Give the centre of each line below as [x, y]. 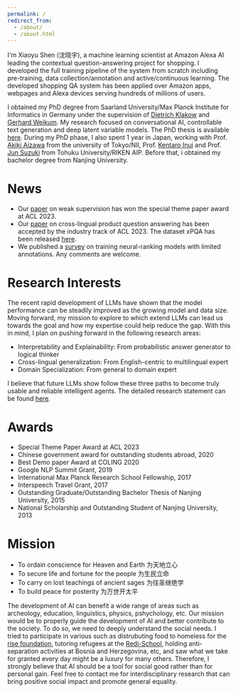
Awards [31, 427]
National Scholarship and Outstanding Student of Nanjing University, [118, 508]
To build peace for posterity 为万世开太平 [78, 591]
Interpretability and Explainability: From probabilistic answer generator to [124, 347]
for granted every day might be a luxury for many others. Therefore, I [108, 659]
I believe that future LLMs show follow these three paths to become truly [114, 384]
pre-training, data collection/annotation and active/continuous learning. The [118, 78]
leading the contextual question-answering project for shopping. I [103, 63]
